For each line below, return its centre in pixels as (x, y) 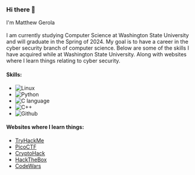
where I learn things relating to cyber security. (63, 61)
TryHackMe (29, 140)
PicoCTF (26, 147)
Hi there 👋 (21, 10)
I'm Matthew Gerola (31, 23)
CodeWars (28, 166)
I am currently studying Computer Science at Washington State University (98, 35)
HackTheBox (31, 159)
